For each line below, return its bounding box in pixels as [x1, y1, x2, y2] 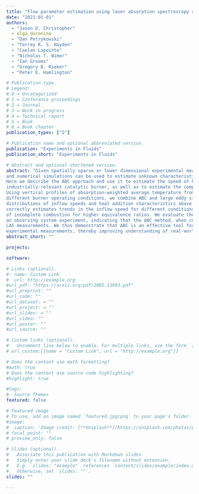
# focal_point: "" [6, 430, 52, 436]
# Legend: [6, 85, 31, 92]
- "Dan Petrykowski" [11, 36, 62, 42]
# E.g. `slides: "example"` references [6, 463, 110, 468]
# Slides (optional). [6, 446, 60, 452]
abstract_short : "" [6, 234, 54, 240]
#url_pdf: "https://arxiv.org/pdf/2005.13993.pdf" [6, 282, 134, 288]
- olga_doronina [11, 31, 52, 37]
